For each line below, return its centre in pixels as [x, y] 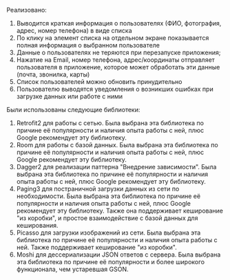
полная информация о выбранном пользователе [88, 45]
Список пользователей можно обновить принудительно [99, 82]
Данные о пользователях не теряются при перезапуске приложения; [118, 52]
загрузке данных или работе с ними [70, 96]
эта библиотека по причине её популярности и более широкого [110, 262]
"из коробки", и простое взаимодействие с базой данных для [107, 218]
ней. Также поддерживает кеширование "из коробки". [96, 247]
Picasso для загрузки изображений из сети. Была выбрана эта [108, 233]
